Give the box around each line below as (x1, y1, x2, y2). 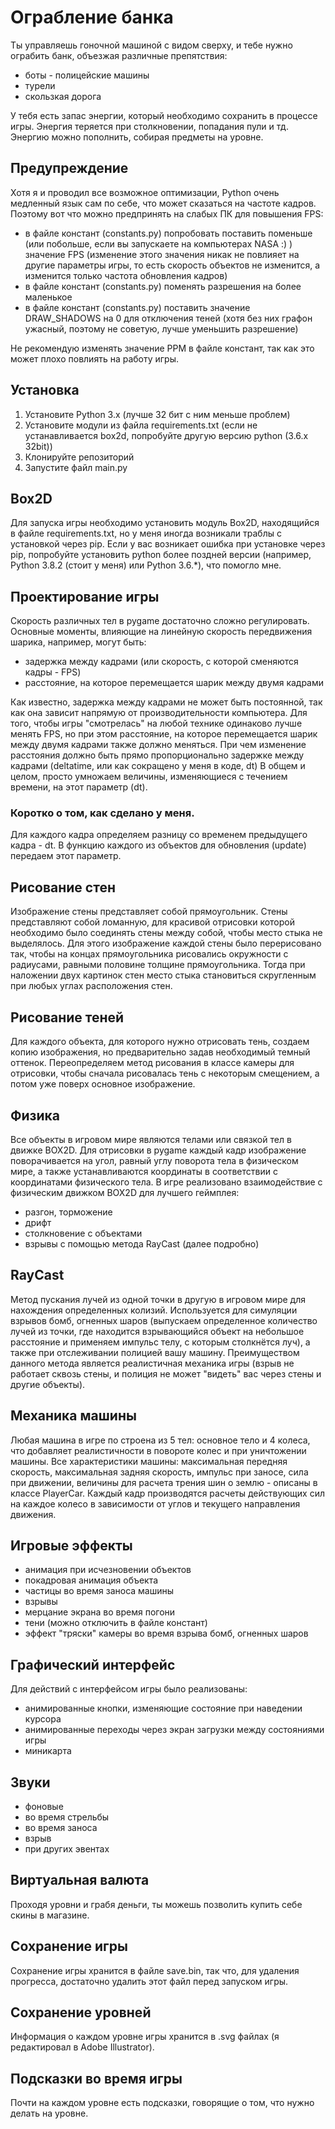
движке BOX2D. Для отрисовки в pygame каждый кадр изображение (10, 1144, 307, 1156)
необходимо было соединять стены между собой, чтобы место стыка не (10, 927, 323, 939)
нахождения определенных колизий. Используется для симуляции (10, 1304, 298, 1316)
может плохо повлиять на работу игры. (10, 352, 180, 365)
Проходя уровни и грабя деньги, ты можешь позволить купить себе (10, 1898, 303, 1910)
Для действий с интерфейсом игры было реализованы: (10, 1683, 248, 1695)
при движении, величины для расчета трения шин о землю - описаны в (10, 1476, 318, 1488)
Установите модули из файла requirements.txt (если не (24, 419, 258, 431)
